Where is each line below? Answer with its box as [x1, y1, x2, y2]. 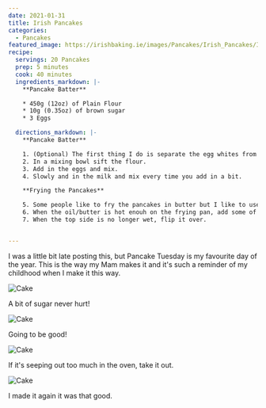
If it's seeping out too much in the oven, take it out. [8, 360, 174, 369]
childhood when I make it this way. [8, 268, 121, 277]
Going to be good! [8, 330, 67, 339]
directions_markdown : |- [15, 128, 97, 137]
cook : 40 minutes [15, 71, 73, 78]
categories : [8, 26, 47, 34]
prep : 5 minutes [15, 63, 69, 71]
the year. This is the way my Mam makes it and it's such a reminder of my [8, 259, 248, 269]
